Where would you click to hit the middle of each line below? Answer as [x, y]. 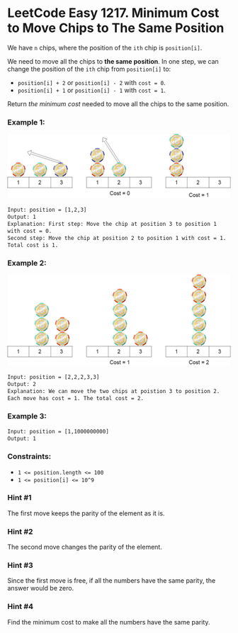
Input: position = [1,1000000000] [58, 432]
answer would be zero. [41, 588]
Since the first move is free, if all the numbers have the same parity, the [112, 581]
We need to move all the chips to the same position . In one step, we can [113, 61]
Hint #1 [19, 498]
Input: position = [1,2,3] [47, 210]
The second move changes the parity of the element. [85, 547]
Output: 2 [22, 384]
